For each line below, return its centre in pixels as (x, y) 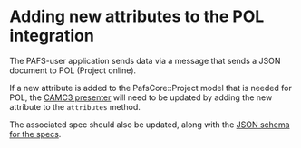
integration (52, 36)
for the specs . (35, 134)
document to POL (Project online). (73, 70)
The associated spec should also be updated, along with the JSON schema (150, 125)
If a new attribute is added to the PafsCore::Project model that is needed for (150, 88)
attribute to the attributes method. (75, 106)
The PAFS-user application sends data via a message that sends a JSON (145, 60)
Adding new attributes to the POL (137, 17)
